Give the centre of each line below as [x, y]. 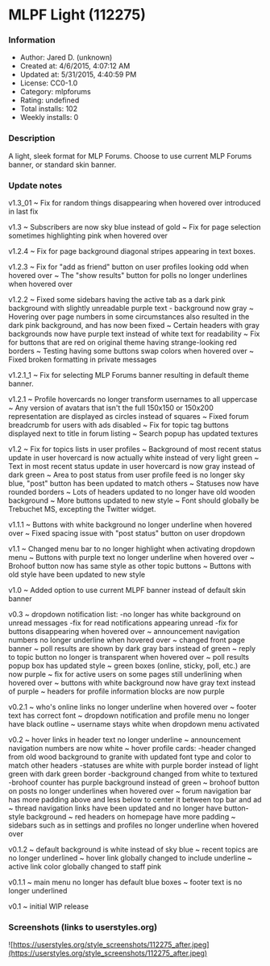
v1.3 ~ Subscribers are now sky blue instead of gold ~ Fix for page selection [135, 227]
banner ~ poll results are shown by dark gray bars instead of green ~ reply [132, 649]
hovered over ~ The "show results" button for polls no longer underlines [128, 276]
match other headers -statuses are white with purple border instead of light [133, 765]
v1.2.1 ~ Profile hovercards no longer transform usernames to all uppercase [133, 400]
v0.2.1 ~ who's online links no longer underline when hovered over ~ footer [133, 707]
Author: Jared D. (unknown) [66, 57]
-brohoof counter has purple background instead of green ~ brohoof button [134, 782]
